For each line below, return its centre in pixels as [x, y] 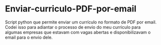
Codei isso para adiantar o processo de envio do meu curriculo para [73, 27]
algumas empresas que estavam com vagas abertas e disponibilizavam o [78, 32]
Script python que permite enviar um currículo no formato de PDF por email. [81, 22]
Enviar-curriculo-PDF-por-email [71, 9]
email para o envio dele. [29, 37]
